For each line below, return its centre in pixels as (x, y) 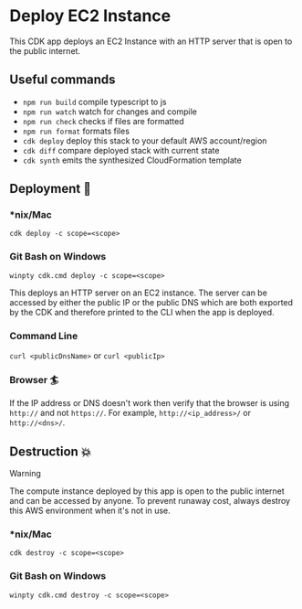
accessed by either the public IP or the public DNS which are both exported (151, 302)
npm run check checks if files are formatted (103, 121)
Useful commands (62, 80)
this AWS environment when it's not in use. (90, 511)
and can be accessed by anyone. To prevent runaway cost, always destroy (150, 501)
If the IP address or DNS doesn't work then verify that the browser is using (150, 403)
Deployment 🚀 (50, 189)
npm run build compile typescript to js (94, 101)
